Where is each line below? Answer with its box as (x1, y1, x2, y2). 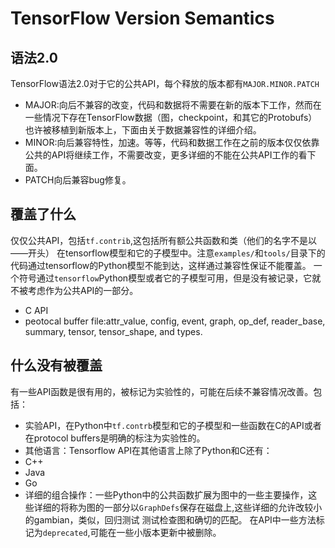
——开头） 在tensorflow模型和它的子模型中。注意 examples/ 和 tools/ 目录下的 (10, 247, 326, 259)
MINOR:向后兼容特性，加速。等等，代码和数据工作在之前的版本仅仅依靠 (24, 137, 320, 148)
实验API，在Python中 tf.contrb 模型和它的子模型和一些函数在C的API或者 (24, 419, 322, 431)
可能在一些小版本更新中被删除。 (89, 526, 222, 538)
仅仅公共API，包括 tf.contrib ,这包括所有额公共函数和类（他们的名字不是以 (10, 234, 318, 246)
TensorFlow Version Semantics (10, 7, 275, 30)
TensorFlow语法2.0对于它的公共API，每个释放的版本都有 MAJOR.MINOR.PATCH (10, 78, 320, 89)
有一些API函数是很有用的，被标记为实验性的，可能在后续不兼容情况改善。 (10, 385, 314, 397)
